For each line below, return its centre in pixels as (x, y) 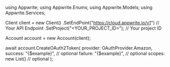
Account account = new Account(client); (48, 38)
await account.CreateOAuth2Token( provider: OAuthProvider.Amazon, (79, 48)
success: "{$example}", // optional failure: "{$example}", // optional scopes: (85, 53)
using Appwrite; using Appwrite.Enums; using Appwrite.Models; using (79, 7)
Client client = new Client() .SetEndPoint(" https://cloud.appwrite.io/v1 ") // (82, 23)
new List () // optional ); (29, 59)
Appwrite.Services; (26, 13)
